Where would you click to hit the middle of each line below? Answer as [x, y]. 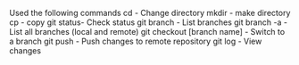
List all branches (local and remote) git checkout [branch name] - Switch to [147, 32]
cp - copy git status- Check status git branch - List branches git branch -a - [149, 22]
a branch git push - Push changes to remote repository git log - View [136, 41]
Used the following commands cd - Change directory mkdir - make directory [150, 13]
